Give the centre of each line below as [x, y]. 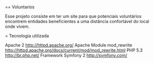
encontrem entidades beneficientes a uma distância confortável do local [77, 21]
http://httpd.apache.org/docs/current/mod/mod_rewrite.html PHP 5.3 [74, 50]
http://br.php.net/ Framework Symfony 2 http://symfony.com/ [66, 55]
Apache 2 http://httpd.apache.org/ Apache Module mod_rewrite [69, 45]
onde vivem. [17, 26]
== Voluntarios [20, 7]
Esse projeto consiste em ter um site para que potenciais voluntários [73, 16]
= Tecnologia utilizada [27, 36]
